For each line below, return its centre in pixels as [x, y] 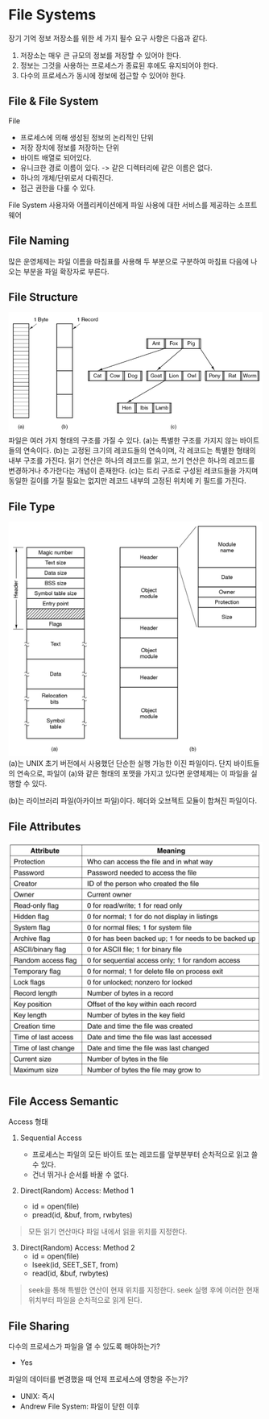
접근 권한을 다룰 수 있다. [58, 188]
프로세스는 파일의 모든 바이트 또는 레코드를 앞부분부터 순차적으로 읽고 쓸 [145, 1155]
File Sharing [39, 1326]
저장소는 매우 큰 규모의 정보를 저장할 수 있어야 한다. [100, 55]
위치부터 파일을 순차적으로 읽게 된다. [85, 1300]
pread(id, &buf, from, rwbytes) [82, 1215]
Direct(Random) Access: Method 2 [77, 1248]
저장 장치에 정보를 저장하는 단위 [69, 148]
